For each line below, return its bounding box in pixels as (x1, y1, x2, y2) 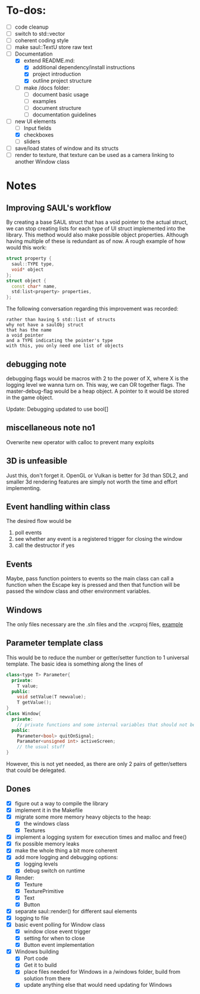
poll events (14, 529, 42, 536)
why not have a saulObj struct (6, 322, 84, 328)
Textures (23, 827, 46, 834)
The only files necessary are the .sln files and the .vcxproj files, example (6, 621, 183, 628)
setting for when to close (23, 935, 85, 942)
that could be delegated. (6, 767, 67, 774)
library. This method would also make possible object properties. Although (6, 231, 189, 239)
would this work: (6, 244, 47, 251)
